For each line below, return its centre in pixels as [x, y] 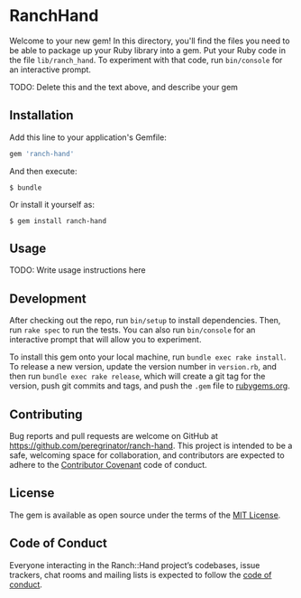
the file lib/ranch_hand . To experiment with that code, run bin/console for [146, 60]
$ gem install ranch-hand [58, 221]
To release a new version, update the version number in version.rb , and [143, 367]
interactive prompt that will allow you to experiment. [105, 340]
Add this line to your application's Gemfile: [88, 137]
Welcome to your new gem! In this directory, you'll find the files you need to [150, 41]
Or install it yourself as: [52, 204]
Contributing [46, 414]
